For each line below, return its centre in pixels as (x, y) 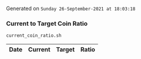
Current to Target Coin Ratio (47, 23)
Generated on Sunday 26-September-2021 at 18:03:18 (71, 8)
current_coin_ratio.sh (34, 36)
